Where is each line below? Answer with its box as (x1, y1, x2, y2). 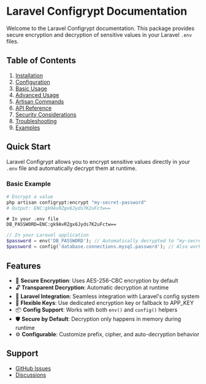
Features (6, 261, 41, 271)
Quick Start (6, 142, 51, 152)
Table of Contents (6, 55, 77, 66)
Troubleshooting (15, 117, 57, 125)
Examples (15, 124, 40, 131)
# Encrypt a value (6, 193, 53, 200)
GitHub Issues (15, 364, 51, 372)
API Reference (15, 104, 52, 112)
